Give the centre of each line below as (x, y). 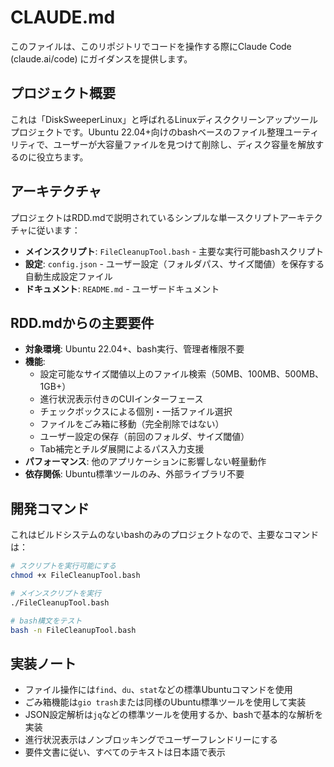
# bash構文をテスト (46, 621)
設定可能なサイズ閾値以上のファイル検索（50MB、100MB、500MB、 (182, 374)
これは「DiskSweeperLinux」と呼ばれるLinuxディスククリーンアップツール (164, 119)
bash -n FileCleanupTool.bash (73, 630)
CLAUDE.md (63, 17)
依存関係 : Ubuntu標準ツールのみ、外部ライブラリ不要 (134, 474)
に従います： (54, 230)
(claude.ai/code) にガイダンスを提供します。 (101, 58)
